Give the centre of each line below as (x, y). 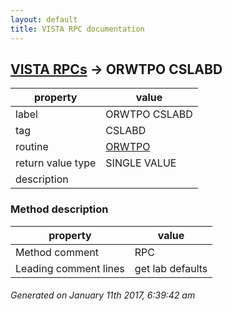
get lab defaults (171, 268)
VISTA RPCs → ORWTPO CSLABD (116, 69)
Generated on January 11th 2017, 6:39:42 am (103, 295)
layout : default (44, 19)
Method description (59, 209)
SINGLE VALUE (141, 163)
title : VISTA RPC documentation (77, 29)
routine (32, 147)
